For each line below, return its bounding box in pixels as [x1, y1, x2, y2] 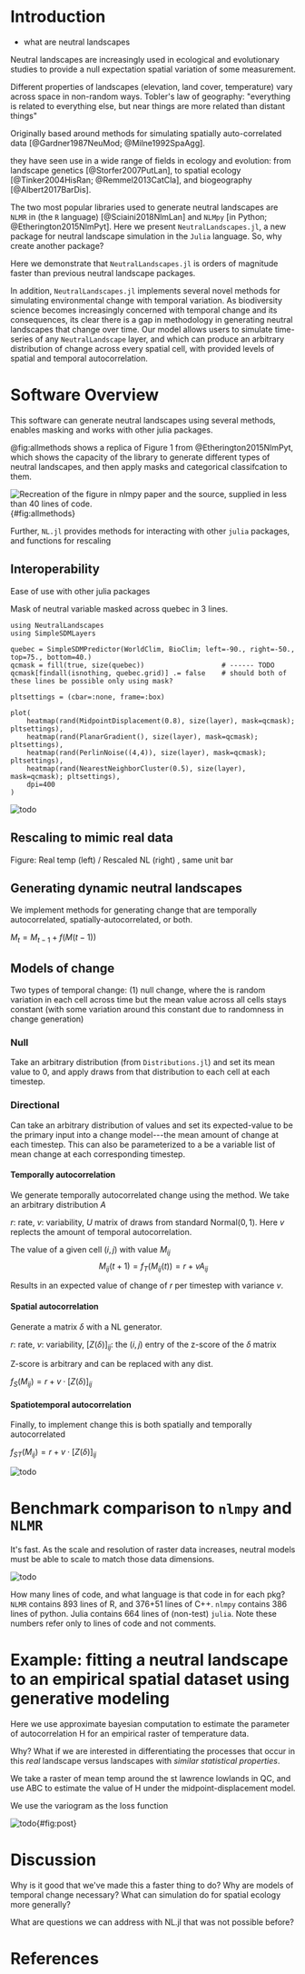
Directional [10, 1099, 60, 1112]
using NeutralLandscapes [10, 621, 104, 630]
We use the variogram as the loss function [10, 1800, 169, 1810]
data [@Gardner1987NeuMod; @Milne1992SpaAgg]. [10, 137, 205, 148]
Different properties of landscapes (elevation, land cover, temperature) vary [10, 81, 293, 92]
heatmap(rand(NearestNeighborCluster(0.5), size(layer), [26, 763, 247, 773]
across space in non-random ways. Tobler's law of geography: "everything [10, 91, 291, 102]
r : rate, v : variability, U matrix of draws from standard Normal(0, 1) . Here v [10, 1216, 285, 1228]
